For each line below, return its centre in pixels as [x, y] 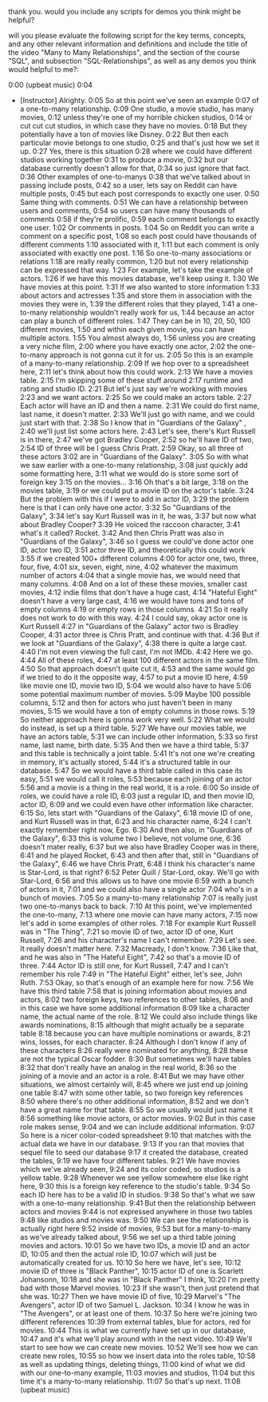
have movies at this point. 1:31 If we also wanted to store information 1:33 [140, 287]
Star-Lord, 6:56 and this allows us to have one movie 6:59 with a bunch [137, 881]
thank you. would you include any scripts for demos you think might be [125, 12]
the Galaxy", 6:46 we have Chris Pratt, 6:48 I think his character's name [137, 864]
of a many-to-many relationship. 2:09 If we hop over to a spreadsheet [134, 363]
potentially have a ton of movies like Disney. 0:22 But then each [124, 134]
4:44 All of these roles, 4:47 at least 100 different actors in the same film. [140, 660]
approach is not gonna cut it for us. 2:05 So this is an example [152, 355]
